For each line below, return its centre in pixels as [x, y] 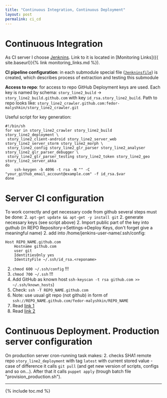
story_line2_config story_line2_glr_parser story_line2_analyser [76, 148]
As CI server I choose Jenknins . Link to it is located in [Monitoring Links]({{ [82, 57]
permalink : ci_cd [23, 19]
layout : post [19, 14]
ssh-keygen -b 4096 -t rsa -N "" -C [52, 170]
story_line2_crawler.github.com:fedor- [79, 103]
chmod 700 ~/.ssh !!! [33, 274]
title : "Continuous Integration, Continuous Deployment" [65, 10]
